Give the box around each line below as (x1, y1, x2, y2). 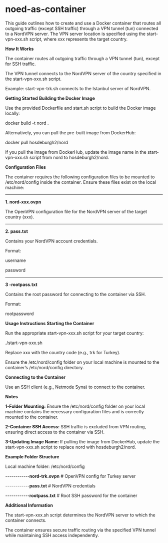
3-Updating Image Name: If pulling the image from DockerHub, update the (5, 438, 160, 444)
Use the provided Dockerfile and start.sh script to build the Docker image (5, 105, 156, 111)
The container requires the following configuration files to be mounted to (5, 174, 155, 180)
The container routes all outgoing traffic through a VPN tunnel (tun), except (5, 55, 160, 61)
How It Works (5, 46, 34, 52)
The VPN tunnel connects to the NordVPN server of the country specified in (5, 70, 161, 76)
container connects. (5, 517, 46, 523)
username (5, 257, 26, 263)
